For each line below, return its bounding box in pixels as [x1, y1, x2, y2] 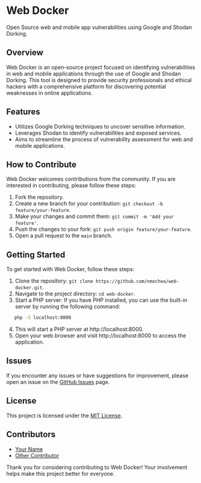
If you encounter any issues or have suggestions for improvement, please [6, 372, 188, 379]
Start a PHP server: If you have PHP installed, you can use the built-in [14, 296, 188, 304]
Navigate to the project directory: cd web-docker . [14, 290, 135, 298]
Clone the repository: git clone [14, 277, 93, 284]
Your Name [14, 445, 43, 453]
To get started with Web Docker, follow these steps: [6, 266, 134, 273]
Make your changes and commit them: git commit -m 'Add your [14, 213, 175, 220]
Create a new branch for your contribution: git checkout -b [14, 200, 164, 207]
